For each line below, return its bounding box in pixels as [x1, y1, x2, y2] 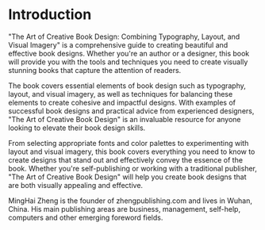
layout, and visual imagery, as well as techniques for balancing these [8, 89, 233, 98]
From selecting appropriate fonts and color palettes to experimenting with [8, 138, 249, 148]
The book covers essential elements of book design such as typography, [8, 81, 246, 90]
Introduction [8, 6, 92, 24]
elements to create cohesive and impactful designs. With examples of [8, 98, 236, 107]
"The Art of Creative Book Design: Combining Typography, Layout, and [8, 32, 240, 41]
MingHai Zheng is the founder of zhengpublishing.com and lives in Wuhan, [8, 196, 252, 205]
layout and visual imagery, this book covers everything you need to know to [8, 147, 255, 156]
